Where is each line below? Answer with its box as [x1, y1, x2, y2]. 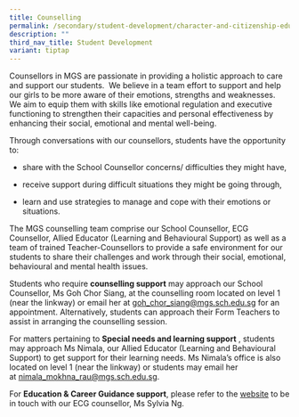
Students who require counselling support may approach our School [9, 278, 263, 290]
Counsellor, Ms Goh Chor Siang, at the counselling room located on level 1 [9, 288, 280, 298]
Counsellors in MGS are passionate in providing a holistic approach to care [9, 70, 283, 81]
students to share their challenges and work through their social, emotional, [9, 251, 287, 263]
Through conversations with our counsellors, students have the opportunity [9, 135, 287, 146]
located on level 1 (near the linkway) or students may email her [9, 362, 238, 372]
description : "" [9, 29, 69, 38]
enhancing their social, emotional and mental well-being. [9, 118, 217, 129]
